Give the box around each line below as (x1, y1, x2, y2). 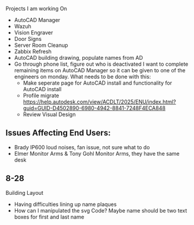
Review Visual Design (23, 111, 76, 118)
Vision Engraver (14, 29, 53, 36)
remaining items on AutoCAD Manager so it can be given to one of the (14, 67, 186, 73)
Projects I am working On (5, 5, 68, 12)
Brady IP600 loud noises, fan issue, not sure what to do (14, 143, 150, 150)
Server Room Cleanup (14, 41, 69, 49)
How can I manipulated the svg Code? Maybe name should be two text (14, 207, 187, 214)
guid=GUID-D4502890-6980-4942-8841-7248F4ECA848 (23, 105, 166, 111)
